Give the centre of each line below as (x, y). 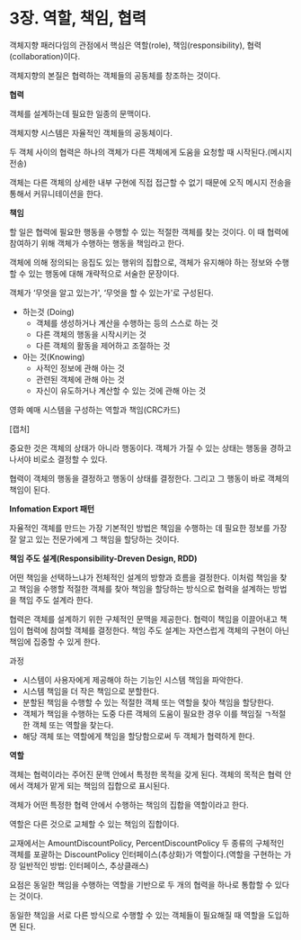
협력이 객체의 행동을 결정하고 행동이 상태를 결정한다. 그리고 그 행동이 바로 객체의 (150, 478)
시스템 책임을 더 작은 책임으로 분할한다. (91, 691)
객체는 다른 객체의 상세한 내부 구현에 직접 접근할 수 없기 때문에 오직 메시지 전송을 (150, 182)
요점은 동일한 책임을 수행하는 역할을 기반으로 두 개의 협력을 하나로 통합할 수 (141, 884)
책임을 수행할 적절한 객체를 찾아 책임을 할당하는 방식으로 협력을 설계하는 (145, 588)
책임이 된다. (30, 489)
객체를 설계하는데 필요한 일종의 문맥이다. (80, 113)
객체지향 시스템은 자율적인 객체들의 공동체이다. (91, 132)
